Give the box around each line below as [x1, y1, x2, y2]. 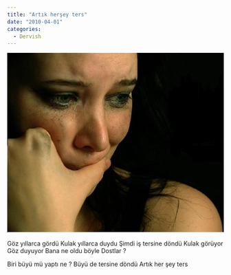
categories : [7, 25, 41, 32]
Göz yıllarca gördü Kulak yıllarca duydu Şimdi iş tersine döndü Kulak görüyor [7, 239, 223, 247]
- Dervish [13, 33, 41, 40]
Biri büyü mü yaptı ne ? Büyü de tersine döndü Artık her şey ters [7, 260, 188, 268]
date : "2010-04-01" [7, 18, 63, 25]
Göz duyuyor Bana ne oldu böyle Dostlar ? [7, 246, 126, 254]
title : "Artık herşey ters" [7, 11, 88, 18]
